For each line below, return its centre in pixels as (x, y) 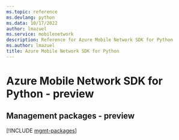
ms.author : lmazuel (31, 46)
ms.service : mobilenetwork (40, 34)
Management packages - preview (71, 116)
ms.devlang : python (31, 17)
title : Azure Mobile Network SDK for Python (63, 51)
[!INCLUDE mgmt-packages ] (41, 130)
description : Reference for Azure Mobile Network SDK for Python (89, 40)
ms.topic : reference (32, 12)
